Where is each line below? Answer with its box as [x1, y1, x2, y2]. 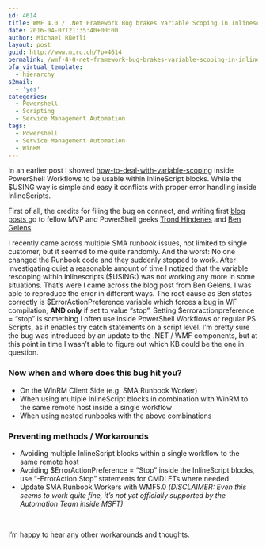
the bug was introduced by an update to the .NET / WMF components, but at [8, 331, 258, 340]
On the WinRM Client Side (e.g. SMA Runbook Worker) [19, 386, 198, 395]
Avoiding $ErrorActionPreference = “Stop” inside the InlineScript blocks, [19, 465, 255, 475]
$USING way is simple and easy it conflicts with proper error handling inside [8, 183, 257, 192]
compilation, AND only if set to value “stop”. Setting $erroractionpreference [8, 306, 255, 315]
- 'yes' [15, 85, 41, 93]
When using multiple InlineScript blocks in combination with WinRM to [19, 393, 249, 404]
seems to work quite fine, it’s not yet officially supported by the [19, 490, 226, 500]
